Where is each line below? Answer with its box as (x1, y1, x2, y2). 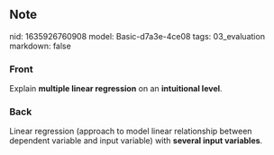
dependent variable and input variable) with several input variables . (9, 135, 263, 146)
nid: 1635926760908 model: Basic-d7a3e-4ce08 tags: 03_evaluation (9, 30, 266, 41)
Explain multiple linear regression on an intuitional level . (9, 83, 223, 94)
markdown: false (9, 40, 72, 51)
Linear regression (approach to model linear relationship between (9, 125, 252, 137)
